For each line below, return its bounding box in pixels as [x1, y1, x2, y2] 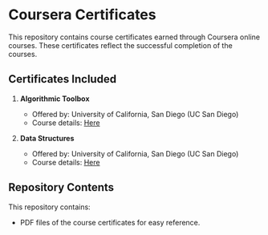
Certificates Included [8, 72, 117, 86]
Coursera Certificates [8, 6, 156, 24]
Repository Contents [8, 180, 115, 194]
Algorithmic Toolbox [19, 94, 90, 103]
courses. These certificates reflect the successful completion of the [8, 40, 233, 50]
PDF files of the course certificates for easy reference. [19, 217, 201, 227]
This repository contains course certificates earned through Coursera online [8, 32, 261, 42]
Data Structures [19, 133, 75, 143]
